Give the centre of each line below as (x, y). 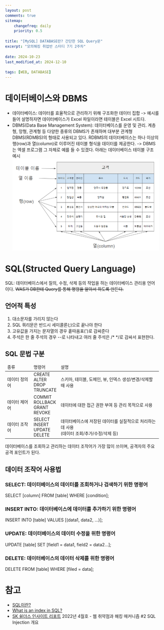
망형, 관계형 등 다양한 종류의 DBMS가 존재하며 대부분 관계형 (76, 132)
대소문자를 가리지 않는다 (35, 318)
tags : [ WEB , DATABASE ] (28, 72)
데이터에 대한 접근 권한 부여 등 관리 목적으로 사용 (107, 405)
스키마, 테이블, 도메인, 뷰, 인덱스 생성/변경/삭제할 (107, 380)
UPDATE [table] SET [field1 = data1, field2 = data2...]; (58, 544)
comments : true (20, 15)
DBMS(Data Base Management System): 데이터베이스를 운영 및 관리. (79, 125)
